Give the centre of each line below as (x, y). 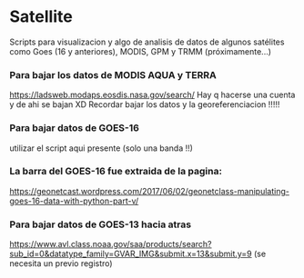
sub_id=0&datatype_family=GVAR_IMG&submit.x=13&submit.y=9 (131, 254)
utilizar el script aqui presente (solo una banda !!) (101, 148)
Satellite (41, 17)
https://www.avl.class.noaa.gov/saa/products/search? (111, 244)
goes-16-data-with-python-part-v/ (74, 201)
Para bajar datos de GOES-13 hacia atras (101, 224)
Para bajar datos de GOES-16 (74, 128)
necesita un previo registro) (61, 263)
